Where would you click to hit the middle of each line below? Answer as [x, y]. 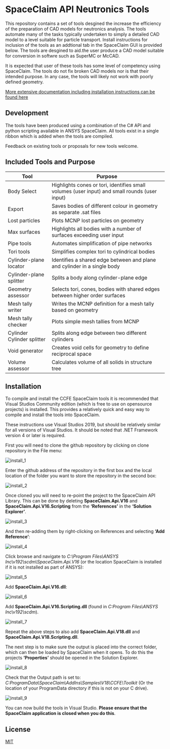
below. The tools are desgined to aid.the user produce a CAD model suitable [85, 50]
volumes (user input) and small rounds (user [104, 191]
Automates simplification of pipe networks [102, 243]
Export [16, 209]
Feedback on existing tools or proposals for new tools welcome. [72, 146]
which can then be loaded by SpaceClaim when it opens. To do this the [79, 652]
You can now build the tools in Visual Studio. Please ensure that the [76, 708]
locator [16, 266]
